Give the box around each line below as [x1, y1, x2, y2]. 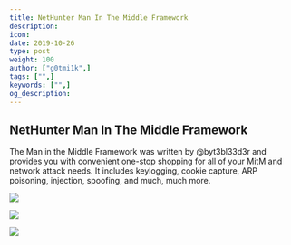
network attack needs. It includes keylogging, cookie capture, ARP [9, 165, 258, 176]
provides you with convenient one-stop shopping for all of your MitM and [9, 155, 283, 167]
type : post [9, 47, 51, 56]
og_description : [9, 89, 71, 98]
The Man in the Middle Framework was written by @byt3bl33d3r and [9, 146, 267, 157]
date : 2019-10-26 [9, 38, 75, 48]
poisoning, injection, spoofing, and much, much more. [9, 175, 211, 186]
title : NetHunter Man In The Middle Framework [9, 13, 189, 23]
